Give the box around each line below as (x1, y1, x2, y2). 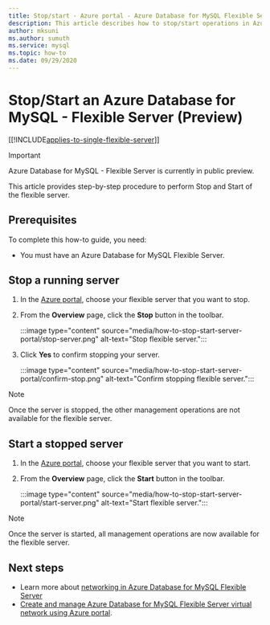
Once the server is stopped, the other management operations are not (8, 405, 241, 415)
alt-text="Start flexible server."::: (100, 498, 208, 508)
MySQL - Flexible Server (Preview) (8, 108, 243, 127)
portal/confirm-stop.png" (19, 374, 104, 384)
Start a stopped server (8, 437, 124, 451)
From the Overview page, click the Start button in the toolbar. (19, 474, 225, 484)
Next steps (8, 561, 64, 574)
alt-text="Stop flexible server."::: (100, 334, 207, 344)
